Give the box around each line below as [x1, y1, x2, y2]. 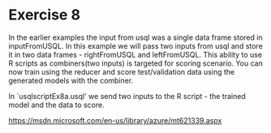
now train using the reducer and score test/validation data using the [8, 66, 235, 76]
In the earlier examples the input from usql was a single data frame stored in [8, 32, 263, 42]
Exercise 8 [8, 6, 81, 24]
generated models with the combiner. [8, 75, 134, 85]
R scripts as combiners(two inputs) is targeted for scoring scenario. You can [8, 58, 264, 68]
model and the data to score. [8, 100, 105, 109]
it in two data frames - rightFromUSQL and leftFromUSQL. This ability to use [8, 49, 262, 59]
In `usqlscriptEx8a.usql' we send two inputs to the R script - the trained [8, 91, 246, 101]
